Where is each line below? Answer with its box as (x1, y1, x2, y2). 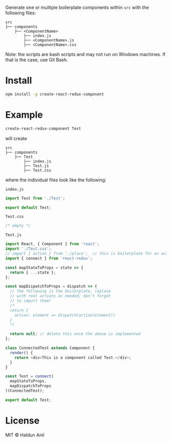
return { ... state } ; (10, 270, 56, 275)
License (5, 415, 40, 426)
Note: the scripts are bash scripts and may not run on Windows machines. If (5, 51, 166, 57)
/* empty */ (5, 223, 31, 228)
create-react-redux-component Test (5, 126, 81, 131)
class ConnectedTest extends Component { (5, 345, 95, 351)
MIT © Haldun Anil (5, 432, 45, 438)
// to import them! (10, 298, 52, 303)
